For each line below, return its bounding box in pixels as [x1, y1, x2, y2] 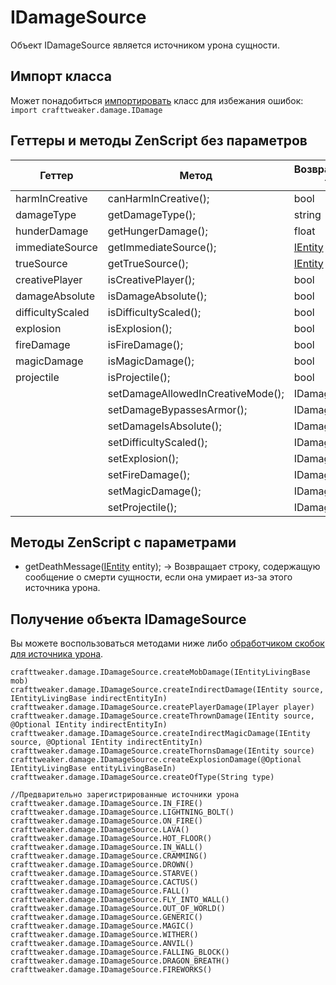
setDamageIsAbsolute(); [107, 419, 222, 433]
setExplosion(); [107, 451, 179, 465]
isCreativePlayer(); [107, 272, 195, 286]
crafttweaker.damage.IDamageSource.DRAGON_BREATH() [10, 956, 230, 966]
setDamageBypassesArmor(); [107, 402, 248, 416]
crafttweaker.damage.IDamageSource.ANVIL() [10, 939, 195, 949]
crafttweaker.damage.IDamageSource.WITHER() [10, 930, 199, 940]
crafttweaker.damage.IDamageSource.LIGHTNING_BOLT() [10, 807, 235, 818]
